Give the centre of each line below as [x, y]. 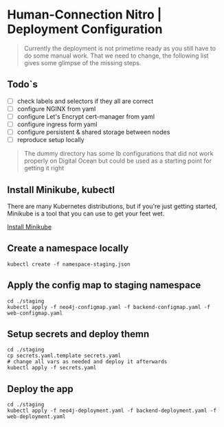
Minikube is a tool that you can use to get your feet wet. [86, 213]
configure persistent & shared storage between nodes [93, 132]
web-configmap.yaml [35, 313]
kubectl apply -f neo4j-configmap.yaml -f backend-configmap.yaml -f [109, 307]
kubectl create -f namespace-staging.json [69, 264]
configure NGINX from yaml [56, 108]
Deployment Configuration [85, 29]
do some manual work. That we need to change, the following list [116, 56]
